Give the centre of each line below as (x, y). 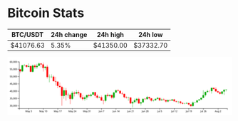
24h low (150, 35)
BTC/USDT (28, 35)
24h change (69, 35)
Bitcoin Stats (46, 13)
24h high (110, 35)
